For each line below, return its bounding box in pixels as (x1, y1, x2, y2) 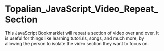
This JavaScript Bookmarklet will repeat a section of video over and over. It (5, 30, 159, 36)
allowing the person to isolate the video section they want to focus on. (5, 40, 149, 46)
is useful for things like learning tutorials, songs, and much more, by (5, 35, 144, 41)
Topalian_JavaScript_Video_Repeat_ (5, 3, 158, 15)
